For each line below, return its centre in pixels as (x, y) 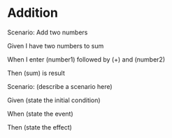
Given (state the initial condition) (54, 100)
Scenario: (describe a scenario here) (60, 86)
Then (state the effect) (40, 127)
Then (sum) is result (36, 73)
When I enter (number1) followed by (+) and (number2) (86, 59)
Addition (33, 13)
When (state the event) (40, 113)
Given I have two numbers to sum (56, 46)
